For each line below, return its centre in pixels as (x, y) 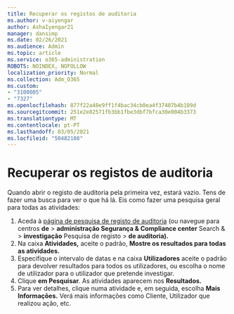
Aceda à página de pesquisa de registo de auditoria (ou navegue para (118, 221)
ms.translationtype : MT (42, 118)
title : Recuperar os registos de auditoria (72, 14)
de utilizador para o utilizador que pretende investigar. (96, 274)
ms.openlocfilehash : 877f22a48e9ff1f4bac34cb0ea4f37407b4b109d (102, 106)
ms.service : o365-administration (56, 60)
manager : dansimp (33, 33)
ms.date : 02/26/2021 (38, 40)
